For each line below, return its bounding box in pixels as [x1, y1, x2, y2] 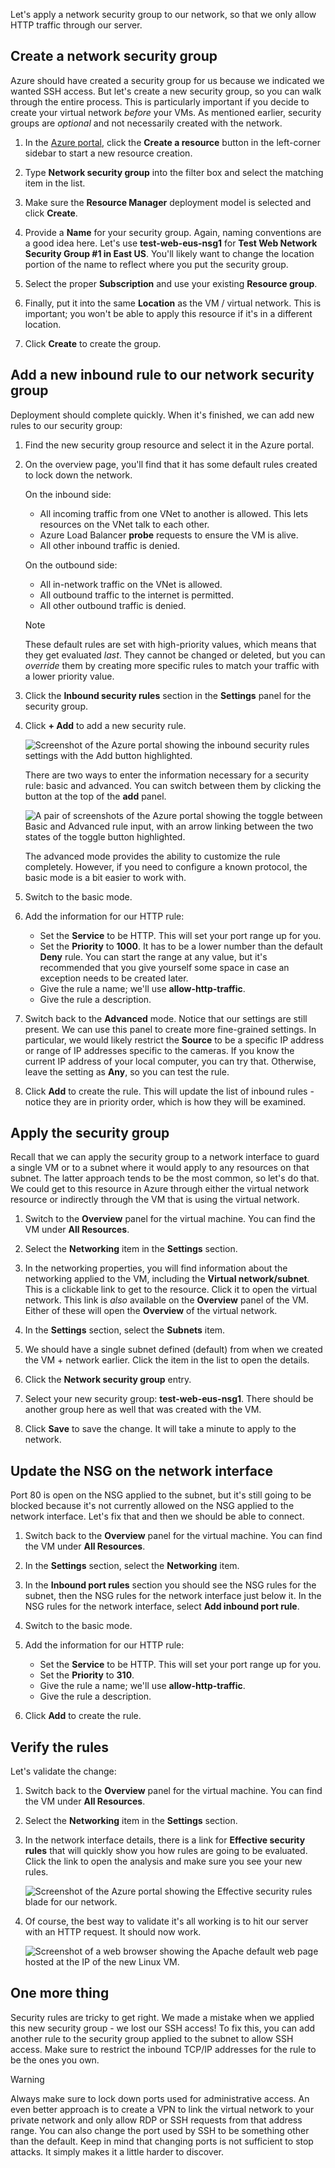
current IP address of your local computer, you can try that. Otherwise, [24, 1055, 317, 1067]
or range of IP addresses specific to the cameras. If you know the [24, 1044, 295, 1056]
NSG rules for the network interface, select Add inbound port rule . [24, 1600, 300, 1613]
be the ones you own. [10, 2054, 100, 2066]
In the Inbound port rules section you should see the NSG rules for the [24, 1579, 317, 1591]
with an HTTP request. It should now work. [24, 1926, 202, 1938]
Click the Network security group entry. [24, 1374, 192, 1386]
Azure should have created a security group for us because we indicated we [10, 74, 325, 86]
